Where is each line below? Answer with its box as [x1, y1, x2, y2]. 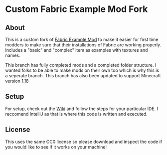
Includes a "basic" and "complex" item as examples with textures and [5, 47, 148, 53]
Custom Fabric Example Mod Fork [5, 3, 148, 15]
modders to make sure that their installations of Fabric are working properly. [5, 42, 162, 48]
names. [5, 52, 20, 58]
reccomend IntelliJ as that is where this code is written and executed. [5, 111, 148, 117]
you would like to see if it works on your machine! [5, 144, 107, 150]
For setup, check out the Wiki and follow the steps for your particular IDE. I [5, 106, 159, 112]
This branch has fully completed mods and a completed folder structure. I [5, 62, 157, 68]
